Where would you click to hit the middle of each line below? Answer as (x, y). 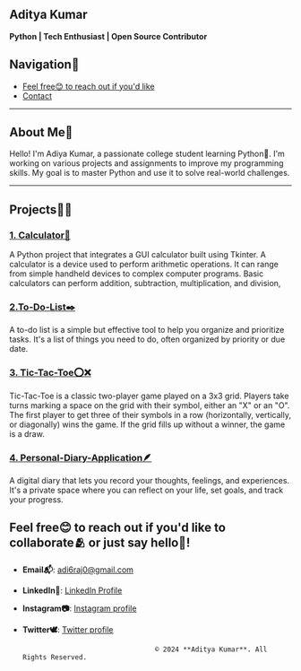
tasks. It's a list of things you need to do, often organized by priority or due (147, 339)
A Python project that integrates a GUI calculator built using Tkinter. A (138, 255)
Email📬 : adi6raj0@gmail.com (78, 570)
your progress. (37, 500)
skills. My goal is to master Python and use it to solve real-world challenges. (150, 173)
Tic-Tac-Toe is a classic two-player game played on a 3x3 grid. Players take (149, 396)
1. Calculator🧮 (40, 235)
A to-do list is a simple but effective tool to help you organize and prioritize (147, 330)
